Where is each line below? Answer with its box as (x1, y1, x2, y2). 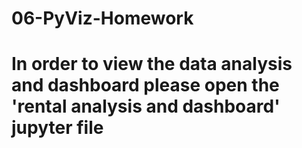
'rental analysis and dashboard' (11, 95, 281, 118)
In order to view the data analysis (11, 53, 293, 76)
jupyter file (11, 117, 104, 139)
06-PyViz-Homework (11, 7, 194, 30)
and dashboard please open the (11, 74, 280, 97)
